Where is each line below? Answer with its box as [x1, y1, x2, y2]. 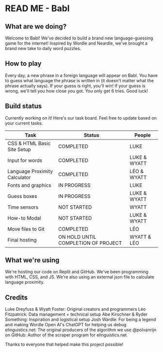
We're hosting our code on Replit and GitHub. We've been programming [5, 269, 149, 275]
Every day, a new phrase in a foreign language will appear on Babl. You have [5, 72, 158, 78]
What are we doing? [5, 22, 67, 31]
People [134, 132, 151, 139]
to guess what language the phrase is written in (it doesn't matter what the [5, 77, 154, 83]
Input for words [7, 157, 43, 163]
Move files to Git [7, 226, 45, 232]
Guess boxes [7, 193, 37, 199]
